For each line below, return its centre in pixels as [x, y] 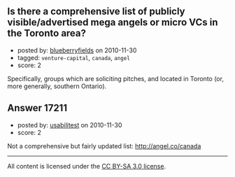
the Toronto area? [47, 33]
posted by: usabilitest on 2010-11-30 [70, 125]
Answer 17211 [37, 108]
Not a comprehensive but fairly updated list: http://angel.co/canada [104, 146]
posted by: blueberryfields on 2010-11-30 [77, 50]
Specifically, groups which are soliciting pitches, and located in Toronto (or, [115, 78]
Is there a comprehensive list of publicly [96, 12]
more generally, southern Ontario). [57, 86]
